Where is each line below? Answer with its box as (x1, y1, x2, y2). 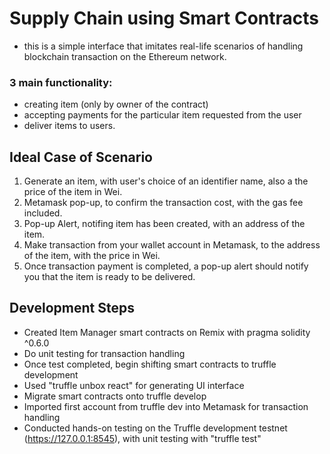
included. (23, 207, 63, 219)
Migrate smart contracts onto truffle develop (23, 390, 207, 402)
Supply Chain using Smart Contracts (9, 7, 319, 30)
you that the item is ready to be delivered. (23, 271, 196, 283)
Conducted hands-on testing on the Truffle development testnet (23, 422, 288, 434)
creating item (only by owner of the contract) (23, 98, 209, 111)
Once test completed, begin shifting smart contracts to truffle (23, 358, 277, 370)
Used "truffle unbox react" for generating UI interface (23, 379, 245, 391)
